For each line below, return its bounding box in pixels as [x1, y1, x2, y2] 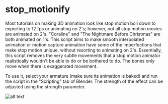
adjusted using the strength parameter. [5, 83, 86, 89]
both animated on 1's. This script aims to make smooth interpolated [5, 36, 144, 42]
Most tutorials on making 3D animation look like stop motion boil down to [5, 20, 156, 26]
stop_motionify [5, 4, 70, 15]
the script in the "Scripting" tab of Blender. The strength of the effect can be [5, 78, 163, 84]
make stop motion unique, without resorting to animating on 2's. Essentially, [5, 47, 162, 53]
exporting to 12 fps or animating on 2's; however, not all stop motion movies [5, 25, 162, 31]
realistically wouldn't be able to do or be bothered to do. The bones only [5, 58, 155, 64]
